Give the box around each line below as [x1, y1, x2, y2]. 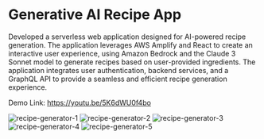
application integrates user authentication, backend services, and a [8, 65, 229, 75]
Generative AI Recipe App [8, 6, 181, 24]
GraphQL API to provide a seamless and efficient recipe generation [8, 74, 228, 83]
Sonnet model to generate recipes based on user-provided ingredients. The [8, 57, 256, 67]
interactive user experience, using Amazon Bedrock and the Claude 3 [8, 48, 236, 58]
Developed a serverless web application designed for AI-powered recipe [8, 32, 247, 41]
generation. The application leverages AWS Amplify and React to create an [8, 40, 253, 49]
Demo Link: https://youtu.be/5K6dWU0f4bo [8, 98, 151, 107]
